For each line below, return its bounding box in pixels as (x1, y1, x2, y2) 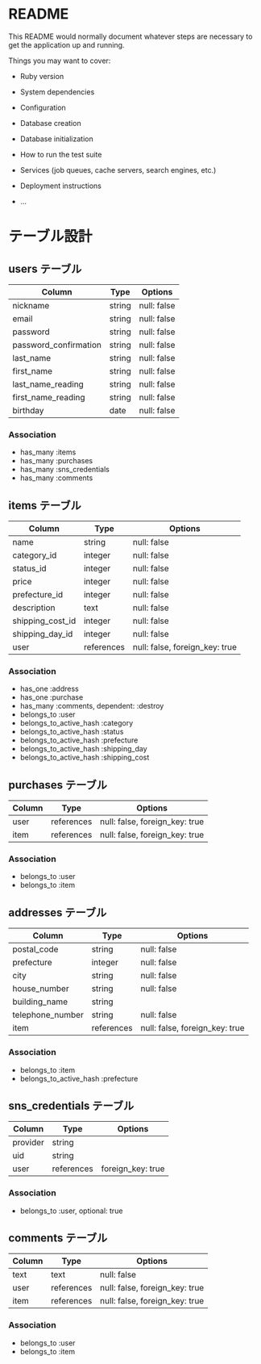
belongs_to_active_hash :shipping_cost (19, 752, 150, 763)
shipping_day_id (12, 629, 73, 640)
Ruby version (19, 71, 64, 81)
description (12, 602, 56, 613)
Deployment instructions (19, 181, 102, 190)
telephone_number (12, 1010, 85, 1021)
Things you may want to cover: (8, 56, 111, 65)
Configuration (19, 103, 66, 112)
